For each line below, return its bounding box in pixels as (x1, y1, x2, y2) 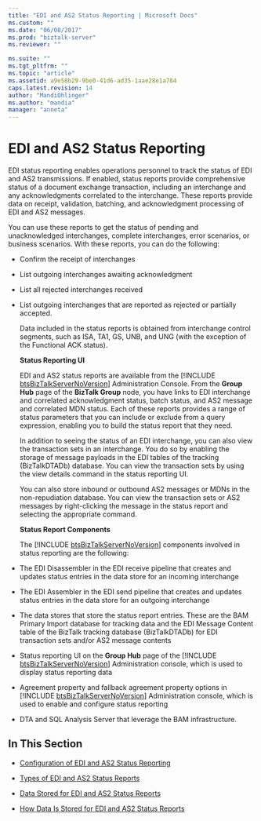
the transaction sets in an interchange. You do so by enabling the (19, 444, 230, 454)
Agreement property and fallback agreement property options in (19, 683, 227, 692)
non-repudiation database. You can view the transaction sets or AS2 (19, 493, 241, 502)
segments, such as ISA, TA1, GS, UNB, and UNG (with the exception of (19, 332, 247, 341)
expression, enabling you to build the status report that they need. (19, 421, 233, 430)
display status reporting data (19, 668, 113, 677)
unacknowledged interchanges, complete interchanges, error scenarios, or (8, 231, 250, 240)
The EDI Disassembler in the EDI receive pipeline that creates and (19, 564, 231, 573)
